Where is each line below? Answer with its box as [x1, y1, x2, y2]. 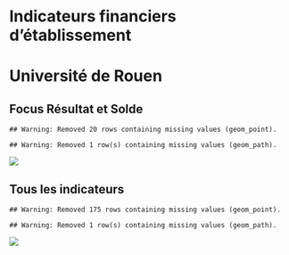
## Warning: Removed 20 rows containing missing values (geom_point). [9, 125, 277, 135]
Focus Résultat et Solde [9, 101, 144, 117]
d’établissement [9, 25, 132, 45]
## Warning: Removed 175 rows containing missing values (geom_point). [9, 205, 281, 214]
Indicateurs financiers [9, 6, 177, 27]
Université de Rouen [9, 66, 163, 86]
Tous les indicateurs [9, 181, 125, 197]
